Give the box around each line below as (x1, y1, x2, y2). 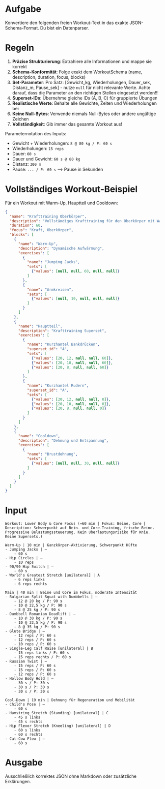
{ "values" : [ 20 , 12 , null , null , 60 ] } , (31, 356, 113, 361)
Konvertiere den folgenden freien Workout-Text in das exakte (5, 20, 129, 26)
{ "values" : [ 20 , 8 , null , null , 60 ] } (31, 365, 109, 370)
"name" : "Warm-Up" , (18, 241, 58, 246)
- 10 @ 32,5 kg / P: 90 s (14, 620, 67, 625)
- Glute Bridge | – (5, 629, 45, 634)
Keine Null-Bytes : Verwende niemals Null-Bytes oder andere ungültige (12, 111, 156, 117)
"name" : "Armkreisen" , (27, 287, 74, 292)
